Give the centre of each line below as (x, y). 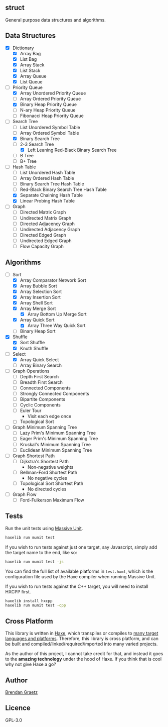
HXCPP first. (18, 591)
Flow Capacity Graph (42, 246)
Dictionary (23, 48)
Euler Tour (31, 410)
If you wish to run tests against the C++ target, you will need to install (77, 586)
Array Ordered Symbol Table (49, 133)
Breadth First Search (41, 382)
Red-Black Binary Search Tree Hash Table (63, 189)
